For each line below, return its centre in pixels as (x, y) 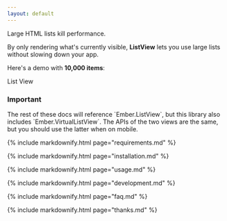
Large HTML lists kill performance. (57, 33)
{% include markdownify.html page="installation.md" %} (88, 156)
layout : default (31, 14)
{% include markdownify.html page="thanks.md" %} (82, 210)
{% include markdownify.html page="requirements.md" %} (92, 142)
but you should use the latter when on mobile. (73, 129)
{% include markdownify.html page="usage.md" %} (82, 169)
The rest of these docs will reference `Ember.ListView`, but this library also (114, 114)
